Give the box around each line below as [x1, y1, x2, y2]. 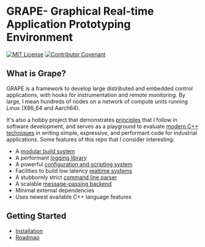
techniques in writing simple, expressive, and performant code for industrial [6, 129, 198, 136]
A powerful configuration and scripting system [15, 161, 133, 168]
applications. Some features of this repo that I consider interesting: [6, 135, 175, 143]
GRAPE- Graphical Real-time [6, 4, 154, 18]
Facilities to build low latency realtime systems [15, 167, 133, 174]
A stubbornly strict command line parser [15, 173, 117, 181]
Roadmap [15, 234, 40, 241]
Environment [6, 31, 73, 44]
